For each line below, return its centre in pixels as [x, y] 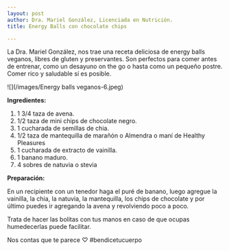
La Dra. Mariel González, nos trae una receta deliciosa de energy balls [106, 52]
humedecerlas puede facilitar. [49, 227]
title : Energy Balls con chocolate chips [67, 26]
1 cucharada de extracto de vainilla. [67, 150]
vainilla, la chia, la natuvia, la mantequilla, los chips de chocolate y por [106, 199]
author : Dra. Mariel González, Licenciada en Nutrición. [90, 20]
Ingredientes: [27, 100]
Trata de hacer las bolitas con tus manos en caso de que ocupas [98, 219]
